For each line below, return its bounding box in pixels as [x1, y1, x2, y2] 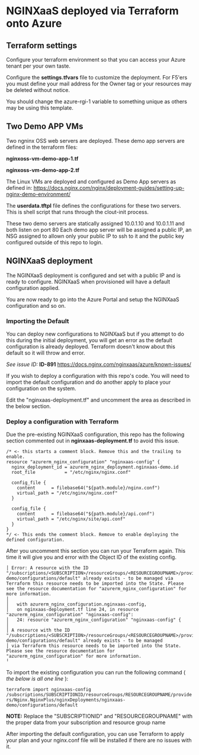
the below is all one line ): [6, 675, 69, 683]
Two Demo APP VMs [6, 122, 84, 132]
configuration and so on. [6, 302, 66, 309]
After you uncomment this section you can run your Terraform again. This [6, 547, 185, 555]
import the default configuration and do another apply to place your [6, 378, 171, 386]
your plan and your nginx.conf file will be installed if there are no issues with [6, 737, 192, 744]
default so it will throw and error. [6, 349, 85, 356]
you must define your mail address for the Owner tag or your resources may [6, 80, 192, 87]
